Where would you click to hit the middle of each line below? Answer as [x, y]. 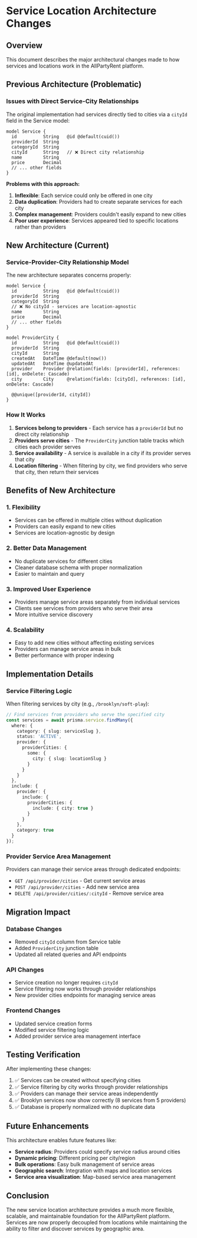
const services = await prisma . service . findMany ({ [70, 720]
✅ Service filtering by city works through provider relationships [91, 1087]
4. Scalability [25, 630]
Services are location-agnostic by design [65, 533]
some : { [37, 753]
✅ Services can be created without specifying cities [78, 1080]
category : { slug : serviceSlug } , [59, 731]
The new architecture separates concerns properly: [69, 275]
